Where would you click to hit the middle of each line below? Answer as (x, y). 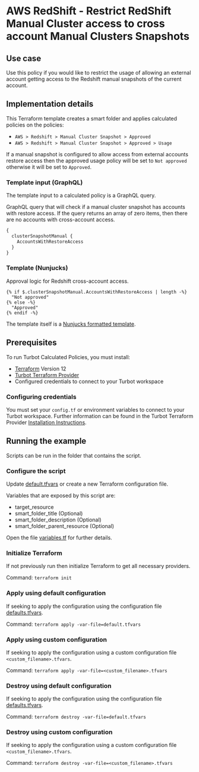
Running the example (46, 441)
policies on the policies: (35, 125)
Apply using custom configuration (57, 640)
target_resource (34, 507)
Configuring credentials (41, 397)
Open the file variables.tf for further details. (59, 538)
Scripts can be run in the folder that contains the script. (74, 455)
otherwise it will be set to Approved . (49, 167)
